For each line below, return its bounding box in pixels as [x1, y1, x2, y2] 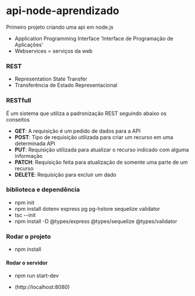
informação [14, 152, 43, 159]
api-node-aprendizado [6, 4, 119, 18]
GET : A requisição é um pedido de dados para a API [14, 127, 141, 134]
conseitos [6, 116, 30, 123]
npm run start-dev [14, 272, 59, 280]
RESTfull [6, 96, 31, 105]
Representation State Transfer [14, 75, 88, 83]
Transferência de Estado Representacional [14, 82, 117, 89]
